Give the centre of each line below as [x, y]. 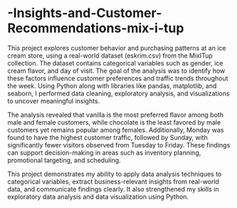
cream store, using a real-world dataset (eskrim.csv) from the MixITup [110, 56]
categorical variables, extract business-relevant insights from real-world [113, 181]
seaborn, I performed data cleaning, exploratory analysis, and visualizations [118, 93]
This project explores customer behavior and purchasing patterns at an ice [117, 48]
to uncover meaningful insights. [54, 100]
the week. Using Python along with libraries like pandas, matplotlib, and [112, 85]
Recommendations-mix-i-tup [96, 28]
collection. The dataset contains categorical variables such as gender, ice [115, 63]
